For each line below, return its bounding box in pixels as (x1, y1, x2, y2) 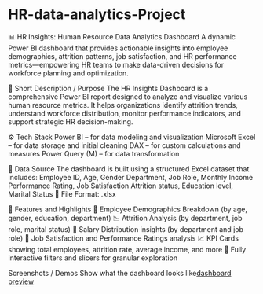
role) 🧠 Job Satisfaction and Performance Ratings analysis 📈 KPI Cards (8, 233, 239, 243)
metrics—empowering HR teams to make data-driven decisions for (8, 60, 225, 69)
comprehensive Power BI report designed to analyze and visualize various (8, 92, 248, 101)
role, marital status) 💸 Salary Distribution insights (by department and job (8, 224, 243, 233)
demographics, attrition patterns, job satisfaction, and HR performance (8, 51, 237, 61)
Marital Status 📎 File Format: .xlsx (8, 189, 116, 198)
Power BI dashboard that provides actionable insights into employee (8, 43, 228, 53)
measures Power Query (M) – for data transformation (8, 149, 180, 158)
